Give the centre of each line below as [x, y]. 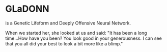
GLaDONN [27, 9]
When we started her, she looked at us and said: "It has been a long [76, 33]
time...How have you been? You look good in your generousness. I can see [83, 38]
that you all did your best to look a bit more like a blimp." [64, 43]
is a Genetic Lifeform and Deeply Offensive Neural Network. [68, 23]
